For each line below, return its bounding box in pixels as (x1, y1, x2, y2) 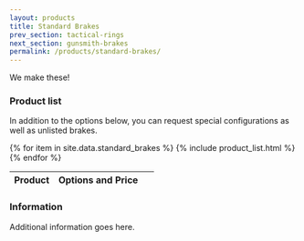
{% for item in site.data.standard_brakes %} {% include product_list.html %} (9, 143, 296, 154)
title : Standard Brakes (9, 22, 100, 31)
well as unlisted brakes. (9, 125, 98, 136)
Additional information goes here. (9, 221, 135, 232)
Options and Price (58, 174, 139, 186)
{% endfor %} (9, 152, 62, 164)
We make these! (9, 72, 70, 83)
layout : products (9, 13, 76, 23)
